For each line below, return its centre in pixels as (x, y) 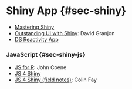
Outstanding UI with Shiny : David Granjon (65, 33)
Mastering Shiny (34, 27)
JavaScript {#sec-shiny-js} (46, 54)
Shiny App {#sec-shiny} (66, 11)
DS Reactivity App (36, 39)
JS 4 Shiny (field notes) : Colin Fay (55, 80)
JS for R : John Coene (40, 67)
